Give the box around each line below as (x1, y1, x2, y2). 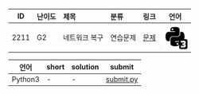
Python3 (11, 75, 40, 84)
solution (71, 62, 99, 72)
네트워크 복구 (62, 33, 103, 42)
